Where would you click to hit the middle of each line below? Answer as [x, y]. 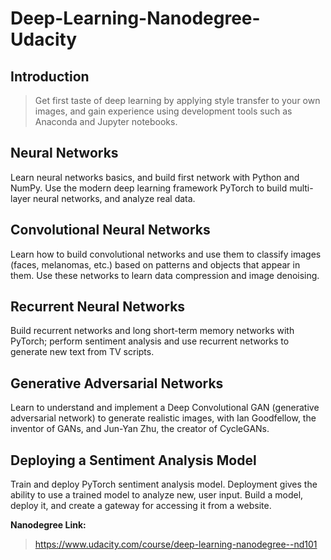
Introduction [50, 76]
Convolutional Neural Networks [110, 230]
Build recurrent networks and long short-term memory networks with [152, 331]
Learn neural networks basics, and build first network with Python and [155, 177]
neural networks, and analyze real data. [114, 198]
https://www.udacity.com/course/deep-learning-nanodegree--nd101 [176, 544]
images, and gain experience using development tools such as [163, 111]
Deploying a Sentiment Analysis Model [133, 460]
